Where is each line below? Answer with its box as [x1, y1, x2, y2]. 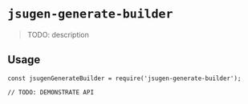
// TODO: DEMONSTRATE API [7, 88, 94, 96]
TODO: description [26, 30, 90, 39]
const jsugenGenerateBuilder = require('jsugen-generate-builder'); [7, 74, 242, 82]
